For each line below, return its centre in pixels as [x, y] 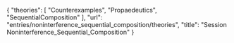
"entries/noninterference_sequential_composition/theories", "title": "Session [117, 25]
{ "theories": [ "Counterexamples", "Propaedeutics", [82, 10]
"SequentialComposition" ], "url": [55, 17]
